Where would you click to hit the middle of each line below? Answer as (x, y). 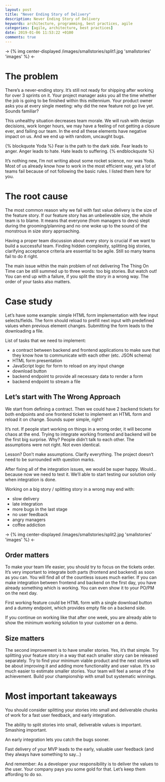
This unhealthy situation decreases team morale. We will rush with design (79, 120)
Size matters (25, 638)
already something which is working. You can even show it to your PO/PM (80, 588)
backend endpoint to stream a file (46, 381)
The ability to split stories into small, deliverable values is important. (74, 725)
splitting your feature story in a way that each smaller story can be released (82, 655)
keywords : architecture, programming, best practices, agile (69, 23)
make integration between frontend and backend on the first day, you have (81, 583)
